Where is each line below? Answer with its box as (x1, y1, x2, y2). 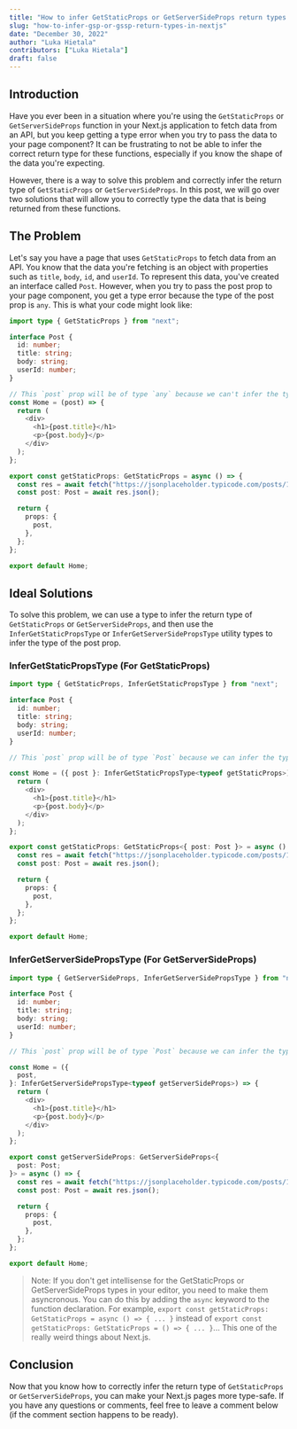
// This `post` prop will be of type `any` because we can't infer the (9, 389, 278, 399)
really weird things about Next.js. (30, 1331, 151, 1342)
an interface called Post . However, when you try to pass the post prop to (9, 280, 273, 291)
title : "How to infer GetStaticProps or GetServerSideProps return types (9, 12, 287, 22)
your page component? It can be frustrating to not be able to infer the (9, 138, 263, 149)
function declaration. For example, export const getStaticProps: (30, 1303, 270, 1314)
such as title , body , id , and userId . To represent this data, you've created (9, 271, 279, 282)
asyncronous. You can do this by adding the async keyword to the (30, 1293, 270, 1304)
